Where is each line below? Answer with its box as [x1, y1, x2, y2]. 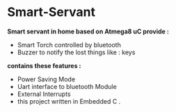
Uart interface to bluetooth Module [17, 82, 117, 90]
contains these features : [7, 61, 81, 70]
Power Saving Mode [17, 74, 75, 83]
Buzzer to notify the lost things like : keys [17, 48, 136, 56]
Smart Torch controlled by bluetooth [17, 40, 122, 49]
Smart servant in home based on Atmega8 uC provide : [7, 27, 169, 35]
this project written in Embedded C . [17, 97, 121, 105]
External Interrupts [17, 90, 71, 98]
